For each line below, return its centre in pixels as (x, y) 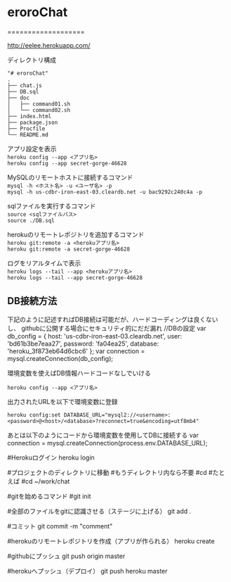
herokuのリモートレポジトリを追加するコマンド (76, 234)
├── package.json (33, 122)
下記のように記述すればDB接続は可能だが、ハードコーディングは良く (107, 319)
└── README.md (28, 134)
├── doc (19, 98)
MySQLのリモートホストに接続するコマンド (70, 177)
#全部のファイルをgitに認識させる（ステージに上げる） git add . (99, 511)
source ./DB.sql (31, 220)
